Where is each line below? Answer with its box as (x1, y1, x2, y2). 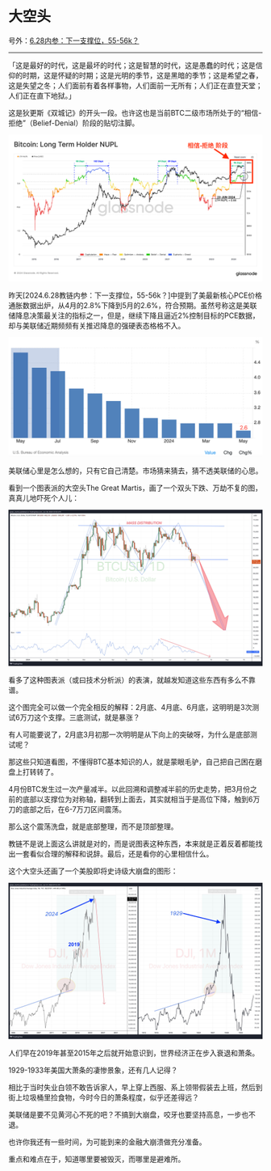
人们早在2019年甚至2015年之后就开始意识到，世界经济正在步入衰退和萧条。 (8, 1048, 260, 1058)
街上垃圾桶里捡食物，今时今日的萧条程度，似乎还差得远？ (8, 1093, 199, 1102)
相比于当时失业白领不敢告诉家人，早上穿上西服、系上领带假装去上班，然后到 (8, 1083, 263, 1093)
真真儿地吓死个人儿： (8, 492, 79, 502)
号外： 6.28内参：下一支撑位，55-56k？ (8, 36, 140, 45)
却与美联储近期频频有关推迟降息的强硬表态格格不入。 (8, 320, 186, 330)
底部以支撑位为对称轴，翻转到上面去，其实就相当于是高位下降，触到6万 (22, 794, 261, 805)
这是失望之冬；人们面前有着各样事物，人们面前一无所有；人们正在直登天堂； (8, 80, 263, 90)
